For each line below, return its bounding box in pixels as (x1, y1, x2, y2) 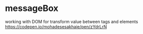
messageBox (5, 3, 59, 14)
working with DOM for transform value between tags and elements (5, 19, 138, 24)
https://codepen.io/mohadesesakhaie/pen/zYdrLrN (5, 23, 107, 29)
